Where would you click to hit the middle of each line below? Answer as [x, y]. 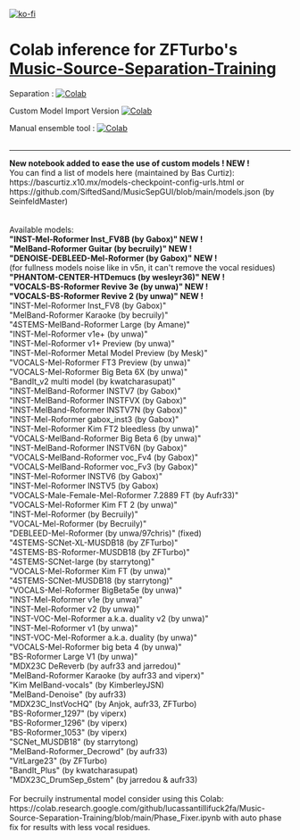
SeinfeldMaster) [39, 201]
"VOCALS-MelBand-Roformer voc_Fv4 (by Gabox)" [104, 457]
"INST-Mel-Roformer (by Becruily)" [74, 514]
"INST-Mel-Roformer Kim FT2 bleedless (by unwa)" [104, 428]
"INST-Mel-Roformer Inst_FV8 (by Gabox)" [88, 305]
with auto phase [252, 818]
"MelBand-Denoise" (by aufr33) [68, 694]
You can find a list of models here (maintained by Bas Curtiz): [122, 172]
